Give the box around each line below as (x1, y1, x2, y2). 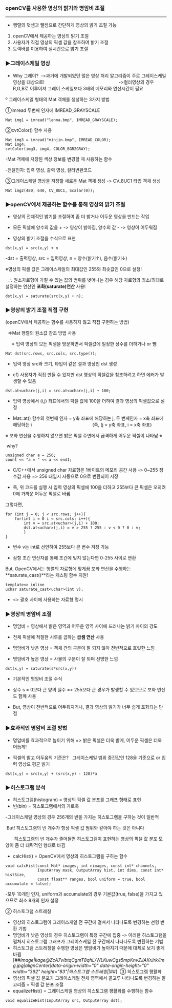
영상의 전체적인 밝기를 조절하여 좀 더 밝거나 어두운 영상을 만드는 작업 (12, 213, 149, 219)
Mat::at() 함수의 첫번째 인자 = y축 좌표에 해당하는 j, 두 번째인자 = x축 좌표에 (12, 415, 164, 421)
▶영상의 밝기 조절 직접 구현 (5, 306, 69, 314)
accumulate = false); (5, 881, 52, 886)
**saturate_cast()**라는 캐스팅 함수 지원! (5, 572, 89, 578)
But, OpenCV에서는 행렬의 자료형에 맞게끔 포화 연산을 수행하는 (5, 566, 132, 572)
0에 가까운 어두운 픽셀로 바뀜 (12, 491, 71, 497)
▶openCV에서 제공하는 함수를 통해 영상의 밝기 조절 (5, 201, 125, 208)
